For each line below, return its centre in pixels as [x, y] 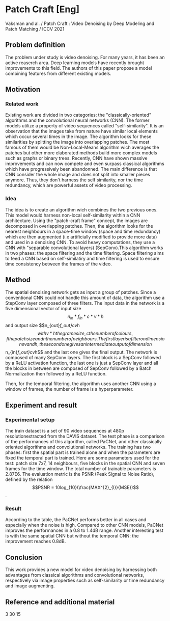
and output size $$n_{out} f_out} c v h [42, 326]
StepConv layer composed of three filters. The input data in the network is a [85, 303]
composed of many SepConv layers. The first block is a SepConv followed [83, 358]
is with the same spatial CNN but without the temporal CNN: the [72, 536]
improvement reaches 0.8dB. [36, 542]
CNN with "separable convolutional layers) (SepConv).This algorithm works [84, 248]
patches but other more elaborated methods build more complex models [81, 153]
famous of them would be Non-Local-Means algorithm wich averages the [82, 147]
